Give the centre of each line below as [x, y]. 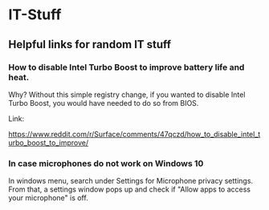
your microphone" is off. [48, 198]
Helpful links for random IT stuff [90, 44]
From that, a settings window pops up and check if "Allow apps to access [130, 189]
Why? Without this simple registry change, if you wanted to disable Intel [127, 95]
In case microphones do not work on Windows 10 [106, 164]
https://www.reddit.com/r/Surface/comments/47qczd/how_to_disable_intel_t [134, 134]
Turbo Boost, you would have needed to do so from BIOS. [104, 103]
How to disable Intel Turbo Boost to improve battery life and [126, 67]
